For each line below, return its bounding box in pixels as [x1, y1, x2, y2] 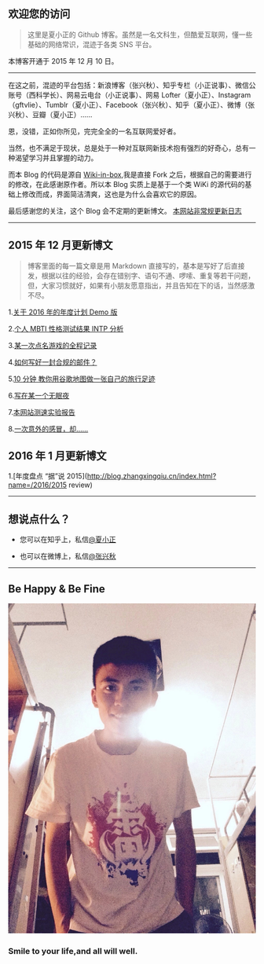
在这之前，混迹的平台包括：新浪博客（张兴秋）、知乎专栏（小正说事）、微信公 [8, 80, 256, 90]
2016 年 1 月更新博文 [8, 449, 108, 463]
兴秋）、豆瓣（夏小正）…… [8, 109, 93, 119]
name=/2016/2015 [8, 480, 68, 489]
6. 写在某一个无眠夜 [8, 390, 70, 400]
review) [68, 480, 93, 489]
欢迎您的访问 [8, 7, 71, 21]
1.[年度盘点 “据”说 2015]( [8, 471, 88, 481]
